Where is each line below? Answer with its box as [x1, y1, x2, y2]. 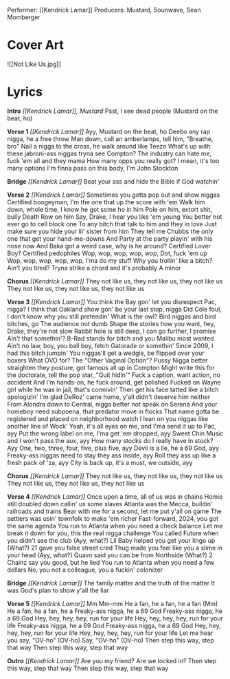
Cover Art [7, 37, 64, 53]
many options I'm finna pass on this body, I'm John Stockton [7, 164, 179, 172]
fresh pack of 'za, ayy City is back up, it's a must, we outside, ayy [7, 458, 193, 466]
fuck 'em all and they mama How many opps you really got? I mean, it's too [7, 156, 220, 164]
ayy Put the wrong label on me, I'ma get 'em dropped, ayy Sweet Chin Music [7, 429, 224, 438]
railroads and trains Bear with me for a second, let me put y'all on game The [7, 507, 222, 515]
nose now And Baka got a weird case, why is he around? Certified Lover [7, 241, 211, 250]
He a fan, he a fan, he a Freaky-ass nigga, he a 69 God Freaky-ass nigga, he [7, 607, 223, 615]
